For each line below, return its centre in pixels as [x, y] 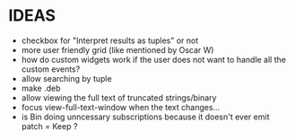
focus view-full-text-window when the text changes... [121, 107]
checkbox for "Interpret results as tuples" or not [110, 40]
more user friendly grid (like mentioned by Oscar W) [117, 49]
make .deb [41, 88]
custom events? [51, 69]
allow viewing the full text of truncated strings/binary [119, 97]
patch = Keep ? [49, 126]
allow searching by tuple [67, 78]
